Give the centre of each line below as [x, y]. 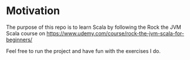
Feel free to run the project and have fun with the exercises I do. [84, 51]
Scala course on [26, 33]
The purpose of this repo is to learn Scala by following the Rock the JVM [94, 27]
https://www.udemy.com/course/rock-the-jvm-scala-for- [116, 33]
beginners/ [19, 39]
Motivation [33, 11]
